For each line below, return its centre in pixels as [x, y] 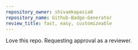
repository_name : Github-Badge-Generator [59, 18]
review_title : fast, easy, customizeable [59, 23]
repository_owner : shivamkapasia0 [50, 12]
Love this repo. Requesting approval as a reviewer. [69, 41]
